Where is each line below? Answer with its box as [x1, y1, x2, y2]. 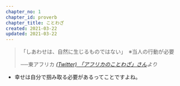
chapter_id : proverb [5, 14, 58, 20]
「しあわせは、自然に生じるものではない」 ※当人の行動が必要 [20, 48, 175, 56]
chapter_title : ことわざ [5, 20, 64, 26]
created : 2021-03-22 [5, 25, 58, 32]
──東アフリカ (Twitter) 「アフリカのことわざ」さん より [20, 61, 158, 68]
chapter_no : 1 [5, 8, 42, 15]
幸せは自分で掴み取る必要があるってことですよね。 [14, 73, 141, 81]
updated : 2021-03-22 [5, 31, 58, 37]
